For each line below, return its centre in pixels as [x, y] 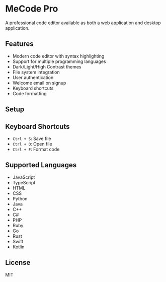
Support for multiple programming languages [59, 61]
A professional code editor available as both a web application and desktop [83, 23]
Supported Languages [41, 165]
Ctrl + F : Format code [36, 149]
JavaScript [24, 177]
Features [19, 44]
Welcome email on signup [39, 83]
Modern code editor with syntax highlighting [58, 56]
